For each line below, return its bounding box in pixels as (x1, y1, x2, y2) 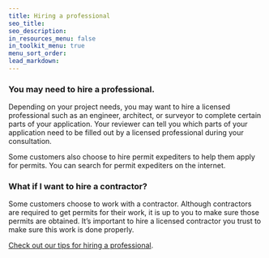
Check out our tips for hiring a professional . (8, 240, 154, 251)
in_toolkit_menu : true (8, 42, 85, 50)
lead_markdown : (8, 57, 60, 66)
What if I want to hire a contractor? (8, 181, 147, 192)
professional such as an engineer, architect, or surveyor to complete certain (8, 111, 262, 121)
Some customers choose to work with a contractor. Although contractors (8, 199, 252, 209)
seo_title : (8, 19, 45, 27)
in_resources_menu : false (8, 34, 96, 43)
